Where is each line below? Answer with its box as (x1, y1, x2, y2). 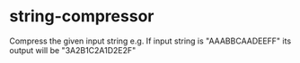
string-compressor (9, 6, 154, 27)
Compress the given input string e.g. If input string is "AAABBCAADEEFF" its (9, 35, 292, 46)
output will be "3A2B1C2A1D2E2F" (9, 44, 137, 55)
